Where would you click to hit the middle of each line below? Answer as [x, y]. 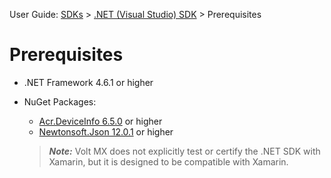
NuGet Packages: [60, 101]
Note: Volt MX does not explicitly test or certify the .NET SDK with [184, 151]
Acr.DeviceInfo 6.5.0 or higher [100, 121]
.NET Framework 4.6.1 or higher [88, 82]
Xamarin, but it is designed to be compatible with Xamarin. [168, 161]
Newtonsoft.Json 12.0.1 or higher [106, 131]
